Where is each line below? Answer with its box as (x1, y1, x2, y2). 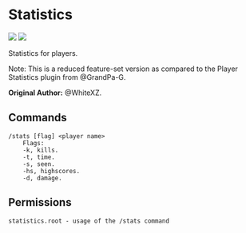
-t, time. (22, 153, 56, 161)
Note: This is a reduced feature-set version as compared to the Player (8, 64, 238, 73)
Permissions (8, 195, 72, 209)
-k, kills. (22, 146, 59, 154)
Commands (8, 111, 68, 124)
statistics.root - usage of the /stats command (8, 217, 170, 225)
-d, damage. (22, 174, 62, 182)
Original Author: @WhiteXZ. (8, 88, 102, 97)
